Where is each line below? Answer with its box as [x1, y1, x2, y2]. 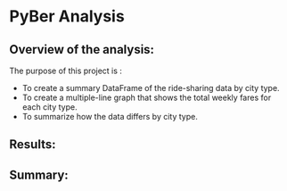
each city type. [21, 102, 78, 112]
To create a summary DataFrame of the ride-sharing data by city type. [21, 83, 280, 93]
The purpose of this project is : [9, 65, 123, 76]
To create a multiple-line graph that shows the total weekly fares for [21, 92, 272, 103]
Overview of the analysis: [9, 42, 154, 57]
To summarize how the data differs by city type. [21, 112, 198, 121]
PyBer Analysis [9, 6, 125, 27]
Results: [9, 137, 56, 153]
